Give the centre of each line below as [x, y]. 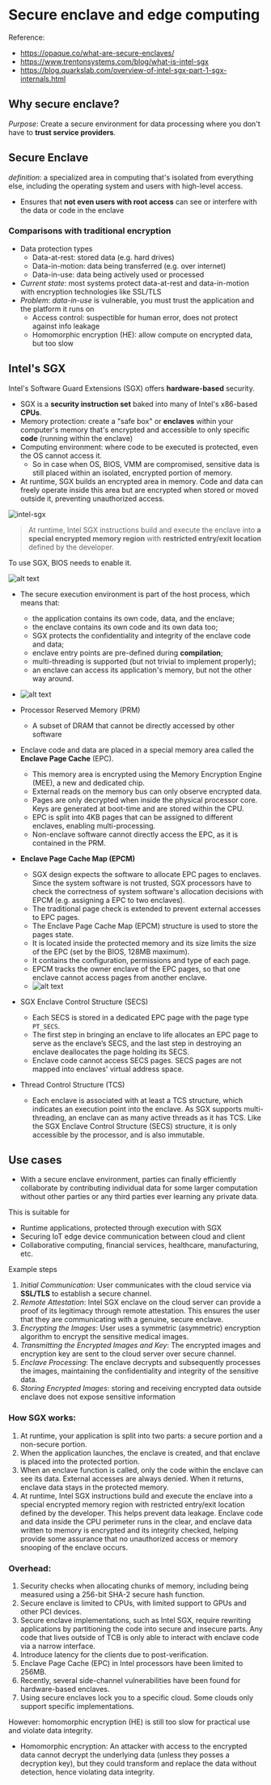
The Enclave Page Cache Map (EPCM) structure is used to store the [145, 926]
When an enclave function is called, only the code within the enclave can [142, 1469]
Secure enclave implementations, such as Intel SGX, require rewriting [135, 1621]
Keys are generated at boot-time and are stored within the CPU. [138, 808]
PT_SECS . [46, 1026]
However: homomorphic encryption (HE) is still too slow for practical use [129, 1722]
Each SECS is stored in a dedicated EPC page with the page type [140, 1017]
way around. [53, 678]
